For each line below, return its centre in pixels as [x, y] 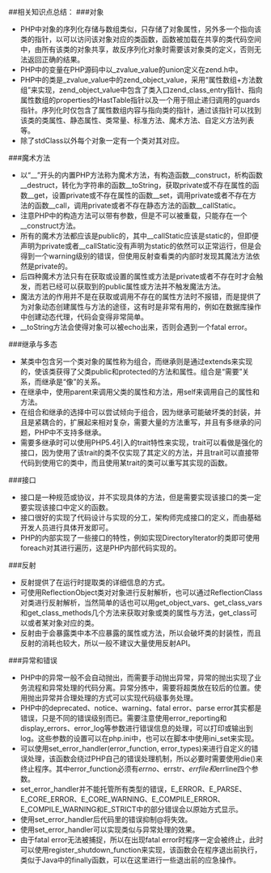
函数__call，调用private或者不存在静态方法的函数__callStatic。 [137, 205]
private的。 [53, 266]
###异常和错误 [33, 660]
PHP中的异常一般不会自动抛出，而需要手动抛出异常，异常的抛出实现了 [137, 678]
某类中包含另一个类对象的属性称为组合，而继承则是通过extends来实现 [136, 362]
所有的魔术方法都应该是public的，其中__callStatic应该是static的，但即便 [139, 236]
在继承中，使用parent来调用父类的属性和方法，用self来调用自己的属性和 [140, 392]
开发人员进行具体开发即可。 [66, 528]
